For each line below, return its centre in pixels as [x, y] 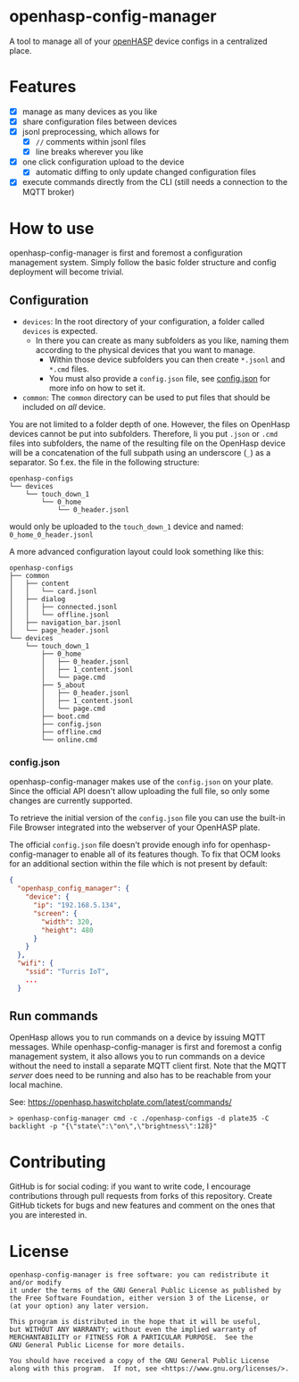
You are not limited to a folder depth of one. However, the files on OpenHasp [149, 424]
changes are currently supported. [71, 800]
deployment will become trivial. [66, 272]
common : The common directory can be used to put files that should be [146, 398]
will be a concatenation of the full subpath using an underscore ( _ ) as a [140, 453]
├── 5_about [64, 685]
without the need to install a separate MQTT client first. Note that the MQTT [148, 1066]
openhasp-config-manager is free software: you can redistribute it [139, 1275]
